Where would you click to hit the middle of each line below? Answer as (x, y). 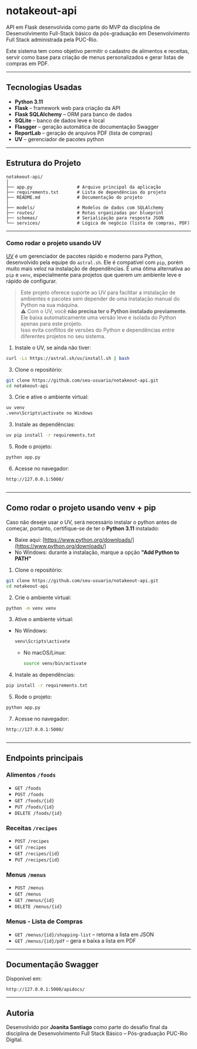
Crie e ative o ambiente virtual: (52, 397)
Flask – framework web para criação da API (67, 108)
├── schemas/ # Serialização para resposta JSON (85, 218)
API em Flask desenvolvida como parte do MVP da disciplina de (83, 27)
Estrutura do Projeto (44, 163)
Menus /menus (26, 874)
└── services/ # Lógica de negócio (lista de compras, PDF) (98, 223)
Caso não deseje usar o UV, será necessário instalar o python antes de (91, 522)
